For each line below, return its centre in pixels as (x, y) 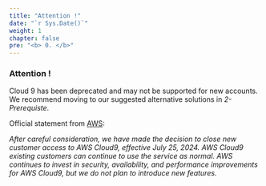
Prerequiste (28, 108)
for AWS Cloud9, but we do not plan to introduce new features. (113, 173)
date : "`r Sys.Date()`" (49, 23)
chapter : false (34, 38)
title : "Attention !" (45, 16)
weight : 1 (26, 30)
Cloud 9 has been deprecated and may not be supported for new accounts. (134, 91)
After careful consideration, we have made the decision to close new (123, 139)
